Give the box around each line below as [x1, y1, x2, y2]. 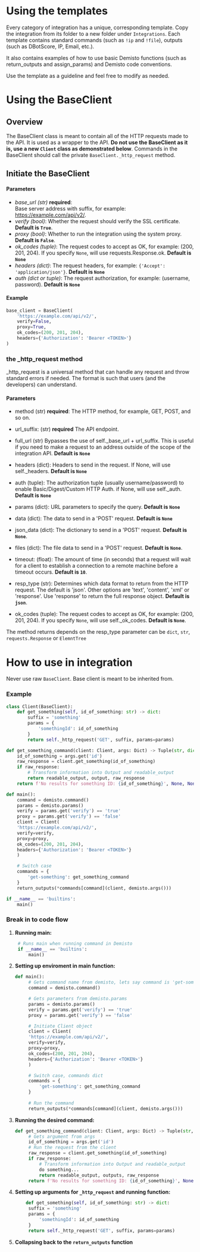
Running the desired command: [14, 1116, 95, 1123]
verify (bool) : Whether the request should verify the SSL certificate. [14, 217, 180, 224]
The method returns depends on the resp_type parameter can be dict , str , [6, 628, 190, 636]
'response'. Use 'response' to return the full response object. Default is [14, 593, 190, 600]
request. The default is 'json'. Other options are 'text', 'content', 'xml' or [14, 586, 189, 593]
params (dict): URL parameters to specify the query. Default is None [14, 503, 180, 511]
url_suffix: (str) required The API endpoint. [14, 425, 119, 433]
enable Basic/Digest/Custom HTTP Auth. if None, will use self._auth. [14, 486, 182, 493]
